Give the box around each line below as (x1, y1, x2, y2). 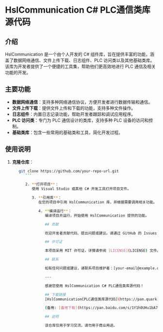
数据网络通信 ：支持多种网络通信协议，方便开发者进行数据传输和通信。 (12, 99, 153, 105)
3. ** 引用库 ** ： (32, 195, 62, 200)
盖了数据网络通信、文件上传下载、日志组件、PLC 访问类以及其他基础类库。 (5, 57, 155, 63)
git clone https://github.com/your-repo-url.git (18, 168, 119, 173)
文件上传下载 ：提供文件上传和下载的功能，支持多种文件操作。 (12, 105, 136, 111)
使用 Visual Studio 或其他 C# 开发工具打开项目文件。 (32, 186, 131, 191)
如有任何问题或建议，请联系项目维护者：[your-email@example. (45, 266, 157, 271)
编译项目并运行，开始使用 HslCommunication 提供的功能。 (45, 213, 149, 218)
